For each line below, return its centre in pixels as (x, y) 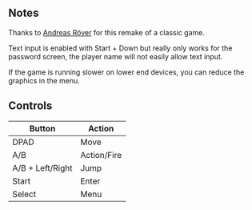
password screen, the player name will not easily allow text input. (116, 56)
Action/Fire (101, 155)
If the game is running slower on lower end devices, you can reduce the (126, 72)
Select (24, 194)
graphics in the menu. (44, 80)
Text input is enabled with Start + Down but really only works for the (120, 48)
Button (42, 128)
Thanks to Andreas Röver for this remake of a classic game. (107, 32)
